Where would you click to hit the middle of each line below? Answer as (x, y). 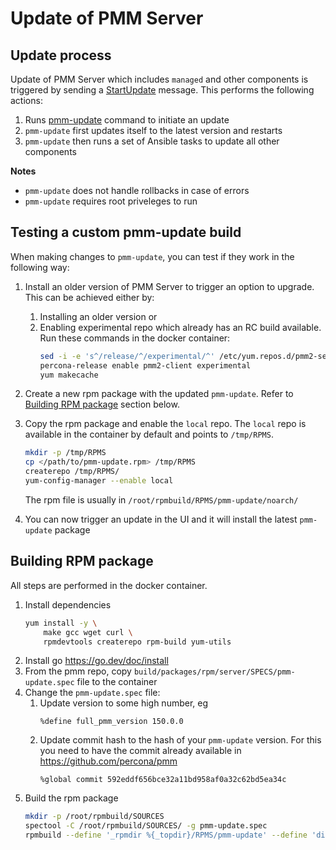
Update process (61, 55)
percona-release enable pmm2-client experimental (145, 365)
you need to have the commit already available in (140, 751)
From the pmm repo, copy (78, 671)
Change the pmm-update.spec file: (92, 693)
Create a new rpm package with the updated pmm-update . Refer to (159, 394)
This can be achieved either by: (89, 297)
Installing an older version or (98, 316)
